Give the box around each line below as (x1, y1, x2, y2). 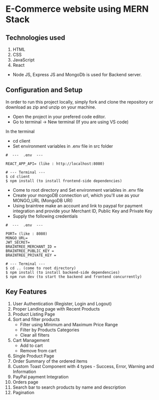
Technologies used (5, 33, 65, 42)
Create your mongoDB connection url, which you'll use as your (12, 192, 140, 198)
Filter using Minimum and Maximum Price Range (20, 321, 118, 327)
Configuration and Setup (5, 86, 83, 94)
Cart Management (12, 337, 50, 343)
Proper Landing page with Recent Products (12, 306, 100, 312)
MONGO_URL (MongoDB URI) (12, 198, 73, 203)
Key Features (5, 287, 47, 296)
